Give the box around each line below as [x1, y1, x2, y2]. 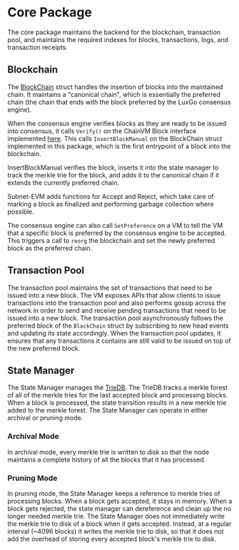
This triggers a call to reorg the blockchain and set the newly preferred [7, 236, 215, 244]
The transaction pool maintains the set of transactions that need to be [7, 283, 213, 292]
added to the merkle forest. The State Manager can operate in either [7, 406, 208, 415]
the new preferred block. [7, 343, 81, 353]
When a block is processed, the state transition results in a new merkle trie [7, 398, 227, 407]
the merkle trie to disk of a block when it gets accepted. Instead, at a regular [7, 519, 232, 528]
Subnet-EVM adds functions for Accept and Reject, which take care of [7, 192, 214, 200]
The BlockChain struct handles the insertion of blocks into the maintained [7, 83, 223, 91]
